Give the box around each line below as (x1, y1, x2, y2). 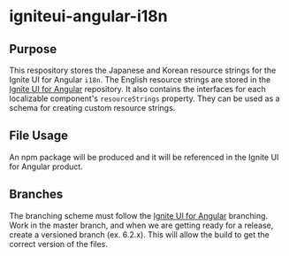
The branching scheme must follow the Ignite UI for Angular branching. (9, 210, 268, 221)
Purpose (9, 42, 57, 57)
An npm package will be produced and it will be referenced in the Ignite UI (9, 151, 279, 162)
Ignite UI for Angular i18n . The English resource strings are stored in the (9, 74, 271, 85)
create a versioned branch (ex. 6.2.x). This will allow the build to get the (9, 229, 270, 240)
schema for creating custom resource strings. (9, 103, 176, 112)
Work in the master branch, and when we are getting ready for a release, (9, 220, 274, 230)
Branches (9, 187, 64, 202)
